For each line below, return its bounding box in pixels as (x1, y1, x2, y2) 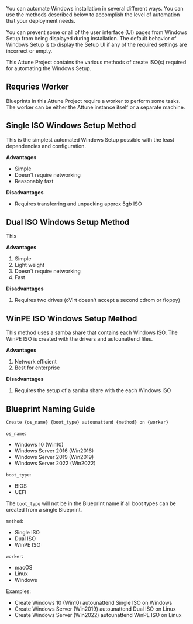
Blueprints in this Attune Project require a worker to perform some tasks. (6, 97, 181, 104)
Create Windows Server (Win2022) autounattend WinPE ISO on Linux (14, 612, 182, 619)
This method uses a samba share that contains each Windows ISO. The (6, 329, 178, 336)
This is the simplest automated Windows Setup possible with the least (6, 136, 174, 143)
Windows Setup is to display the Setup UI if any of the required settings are (6, 41, 187, 48)
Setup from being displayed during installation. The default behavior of (6, 35, 177, 42)
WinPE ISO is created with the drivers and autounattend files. (6, 335, 153, 342)
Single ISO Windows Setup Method (6, 121, 136, 131)
